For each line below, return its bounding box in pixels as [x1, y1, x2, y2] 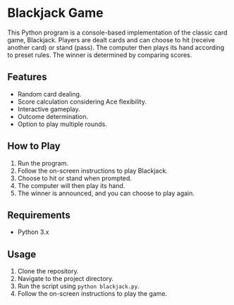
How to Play [7, 140, 61, 152]
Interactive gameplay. [17, 104, 81, 113]
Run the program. [17, 158, 69, 167]
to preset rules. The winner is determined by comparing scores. [7, 51, 192, 59]
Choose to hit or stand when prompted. [17, 174, 132, 182]
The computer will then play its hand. [17, 181, 125, 189]
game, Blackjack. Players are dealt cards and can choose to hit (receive [7, 35, 215, 44]
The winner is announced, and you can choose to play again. [17, 189, 195, 197]
